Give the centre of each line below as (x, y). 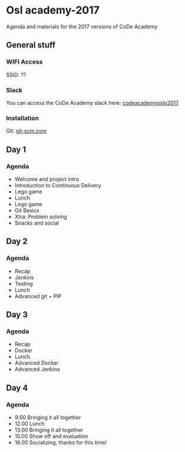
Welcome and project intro (47, 179)
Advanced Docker (37, 363)
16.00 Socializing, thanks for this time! (61, 442)
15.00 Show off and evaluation (51, 436)
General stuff (31, 45)
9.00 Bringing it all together (48, 417)
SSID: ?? (16, 75)
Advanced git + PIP (38, 296)
